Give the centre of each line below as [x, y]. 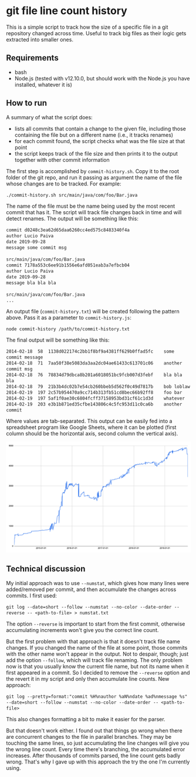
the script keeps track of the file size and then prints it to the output [96, 153]
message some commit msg [36, 248]
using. [13, 768]
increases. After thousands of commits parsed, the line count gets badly [93, 755]
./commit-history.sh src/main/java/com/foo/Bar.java [72, 195]
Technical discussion [46, 569]
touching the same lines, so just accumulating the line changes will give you [98, 743]
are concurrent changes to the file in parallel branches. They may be [89, 737]
